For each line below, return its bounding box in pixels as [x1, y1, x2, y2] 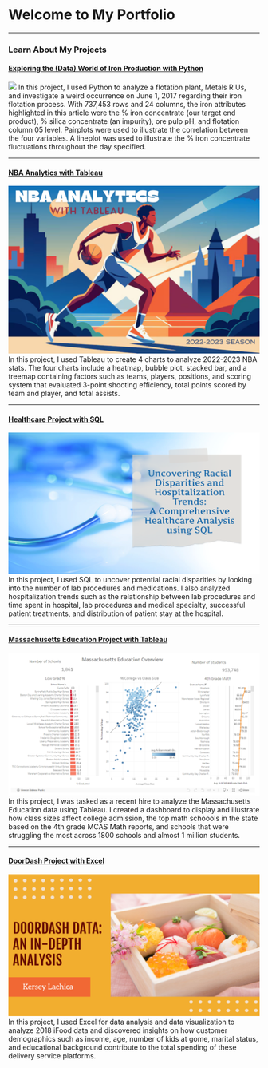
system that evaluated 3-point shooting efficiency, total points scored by [8, 379, 247, 389]
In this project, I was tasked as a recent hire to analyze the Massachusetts [8, 796, 251, 806]
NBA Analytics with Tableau [8, 168, 104, 177]
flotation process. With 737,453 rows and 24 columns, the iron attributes [8, 100, 246, 109]
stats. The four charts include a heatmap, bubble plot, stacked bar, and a [8, 363, 247, 372]
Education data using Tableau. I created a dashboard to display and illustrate [8, 804, 260, 814]
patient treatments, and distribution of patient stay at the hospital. [8, 609, 223, 618]
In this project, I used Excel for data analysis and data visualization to [8, 1017, 235, 1026]
